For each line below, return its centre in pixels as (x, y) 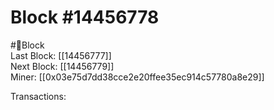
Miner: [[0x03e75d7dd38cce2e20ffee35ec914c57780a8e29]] (137, 77)
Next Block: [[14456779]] (62, 66)
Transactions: (38, 96)
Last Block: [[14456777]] (61, 55)
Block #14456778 (85, 17)
